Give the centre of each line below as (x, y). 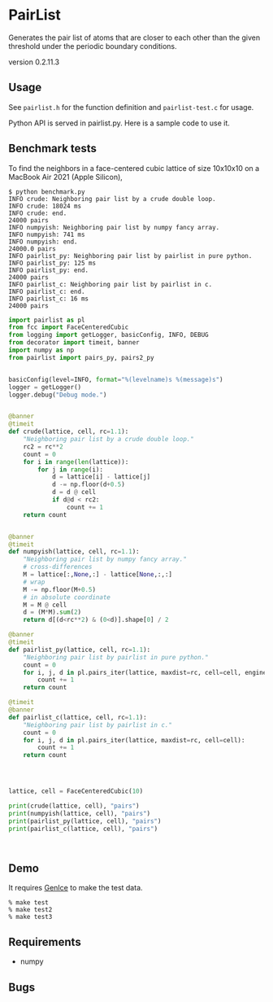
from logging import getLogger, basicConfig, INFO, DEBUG (108, 335)
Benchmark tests (53, 149)
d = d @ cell (74, 492)
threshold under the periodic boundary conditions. (93, 46)
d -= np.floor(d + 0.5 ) (89, 485)
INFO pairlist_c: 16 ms (49, 299)
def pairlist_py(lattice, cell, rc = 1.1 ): (80, 650)
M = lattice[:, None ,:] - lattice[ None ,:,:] (98, 575)
